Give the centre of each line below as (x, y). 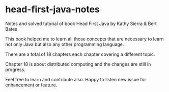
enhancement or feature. (31, 85)
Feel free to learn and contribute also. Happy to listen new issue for (76, 79)
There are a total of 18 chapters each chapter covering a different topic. (80, 54)
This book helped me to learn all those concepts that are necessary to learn (84, 39)
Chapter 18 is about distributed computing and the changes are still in (78, 64)
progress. (15, 70)
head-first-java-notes (53, 9)
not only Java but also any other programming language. (65, 44)
